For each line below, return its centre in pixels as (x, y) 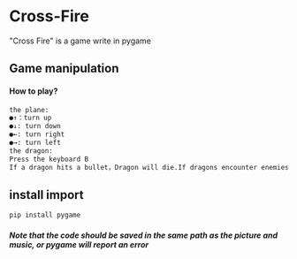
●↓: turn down (35, 126)
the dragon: (31, 151)
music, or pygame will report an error (79, 244)
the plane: (29, 110)
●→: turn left (35, 143)
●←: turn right (37, 134)
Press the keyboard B (49, 159)
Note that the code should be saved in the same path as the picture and (144, 235)
